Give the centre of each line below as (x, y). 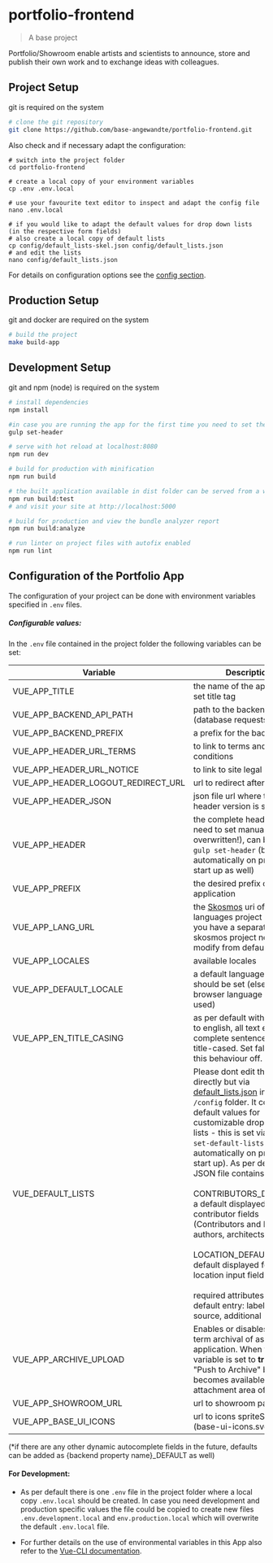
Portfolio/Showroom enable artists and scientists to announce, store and (129, 53)
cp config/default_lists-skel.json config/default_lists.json (116, 246)
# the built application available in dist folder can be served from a (134, 491)
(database (212, 719)
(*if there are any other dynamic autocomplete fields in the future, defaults (133, 1447)
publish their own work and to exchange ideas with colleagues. (114, 62)
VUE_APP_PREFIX (47, 888)
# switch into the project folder (67, 160)
